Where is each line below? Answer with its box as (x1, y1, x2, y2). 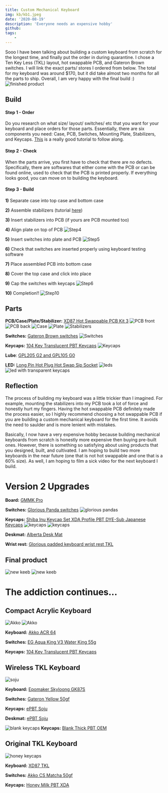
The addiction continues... (5, 586, 117, 598)
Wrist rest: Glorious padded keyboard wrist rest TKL (5, 541, 113, 547)
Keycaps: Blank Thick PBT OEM (40, 725, 107, 731)
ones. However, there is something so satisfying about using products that (5, 442, 158, 448)
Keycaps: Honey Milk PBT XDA (5, 781, 69, 788)
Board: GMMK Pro (5, 497, 43, 503)
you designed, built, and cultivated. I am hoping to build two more (5, 447, 140, 453)
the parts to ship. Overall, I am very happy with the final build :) (5, 76, 135, 82)
